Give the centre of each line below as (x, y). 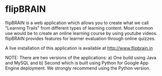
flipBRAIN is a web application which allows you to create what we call (77, 23)
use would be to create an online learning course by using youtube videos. (81, 33)
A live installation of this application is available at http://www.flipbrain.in (79, 48)
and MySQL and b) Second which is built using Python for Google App (77, 63)
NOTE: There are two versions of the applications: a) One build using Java (81, 57)
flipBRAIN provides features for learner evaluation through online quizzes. (80, 38)
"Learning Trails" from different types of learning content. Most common (79, 28)
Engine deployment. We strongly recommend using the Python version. (78, 68)
